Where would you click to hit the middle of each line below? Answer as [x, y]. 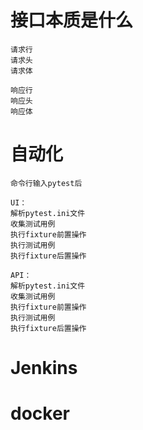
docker [40, 413]
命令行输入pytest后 [46, 183]
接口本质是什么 [72, 20]
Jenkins [44, 368]
